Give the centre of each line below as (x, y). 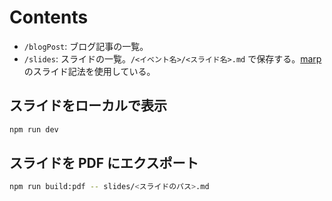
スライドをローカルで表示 (88, 106)
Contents (49, 17)
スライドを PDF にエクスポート (104, 163)
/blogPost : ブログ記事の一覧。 (86, 46)
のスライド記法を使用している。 (89, 71)
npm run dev (34, 129)
